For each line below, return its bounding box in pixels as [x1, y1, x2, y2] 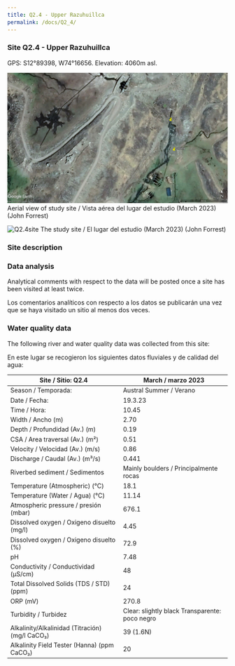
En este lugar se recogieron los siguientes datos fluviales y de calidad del [7, 353, 219, 361]
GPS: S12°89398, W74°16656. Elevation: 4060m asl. [7, 58, 157, 67]
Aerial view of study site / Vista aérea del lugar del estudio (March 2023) [7, 204, 217, 213]
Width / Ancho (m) [10, 415, 64, 424]
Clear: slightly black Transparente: [122, 606, 222, 615]
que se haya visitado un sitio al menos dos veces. [7, 306, 150, 314]
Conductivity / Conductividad [10, 562, 95, 571]
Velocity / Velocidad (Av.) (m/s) [10, 444, 101, 453]
